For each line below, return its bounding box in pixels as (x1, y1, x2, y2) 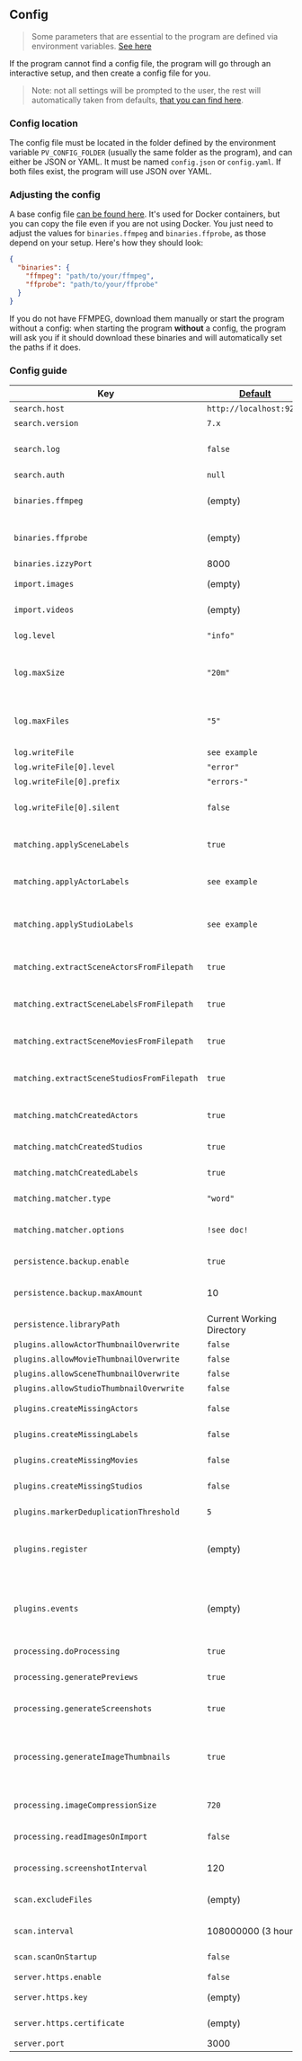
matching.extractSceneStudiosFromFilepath (13, 1073, 199, 1083)
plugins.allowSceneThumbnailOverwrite (13, 1368, 180, 1379)
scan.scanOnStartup (13, 1951, 97, 1962)
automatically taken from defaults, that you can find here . (31, 94, 244, 105)
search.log (13, 444, 60, 454)
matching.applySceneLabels (13, 840, 129, 849)
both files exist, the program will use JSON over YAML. (9, 166, 213, 177)
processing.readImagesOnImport (13, 1831, 148, 1842)
